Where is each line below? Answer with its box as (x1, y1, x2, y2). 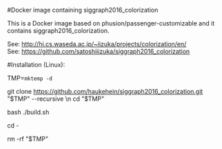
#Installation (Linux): (7, 61, 65, 68)
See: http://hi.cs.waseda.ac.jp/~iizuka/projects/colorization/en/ (7, 40, 187, 48)
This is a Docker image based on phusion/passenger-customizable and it (7, 19, 215, 27)
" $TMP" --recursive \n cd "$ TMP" (7, 95, 105, 103)
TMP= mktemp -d (7, 74, 53, 82)
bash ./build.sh (7, 108, 50, 116)
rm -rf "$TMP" (7, 135, 49, 143)
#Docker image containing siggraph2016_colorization (7, 6, 159, 14)
